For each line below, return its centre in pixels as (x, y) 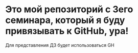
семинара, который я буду (65, 20)
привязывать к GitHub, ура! (67, 31)
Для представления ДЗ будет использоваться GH (60, 45)
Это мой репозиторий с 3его (69, 9)
